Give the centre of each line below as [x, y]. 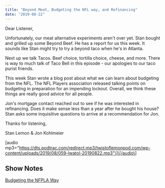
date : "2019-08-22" [25, 14]
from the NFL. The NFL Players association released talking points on [75, 83]
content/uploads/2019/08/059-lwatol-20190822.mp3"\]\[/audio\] [71, 153]
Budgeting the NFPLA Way [32, 180]
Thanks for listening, [26, 123]
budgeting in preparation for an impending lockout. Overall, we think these [81, 88]
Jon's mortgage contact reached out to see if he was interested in [72, 103]
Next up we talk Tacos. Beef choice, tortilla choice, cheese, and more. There [83, 58]
